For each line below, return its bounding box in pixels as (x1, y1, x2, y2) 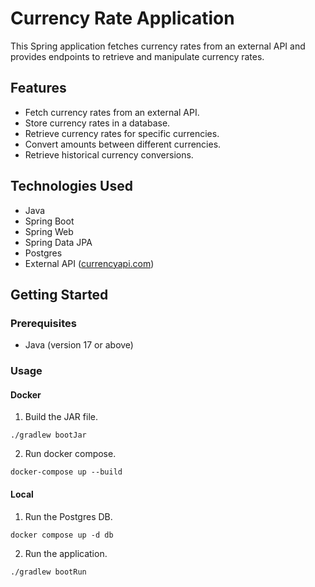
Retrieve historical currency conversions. (24, 148, 194, 161)
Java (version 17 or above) (24, 339, 134, 351)
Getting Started (10, 286, 109, 303)
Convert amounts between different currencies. (24, 138, 222, 150)
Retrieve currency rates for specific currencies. (24, 127, 220, 139)
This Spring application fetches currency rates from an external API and (10, 40, 306, 52)
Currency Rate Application (10, 7, 235, 30)
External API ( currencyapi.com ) (24, 257, 155, 269)
